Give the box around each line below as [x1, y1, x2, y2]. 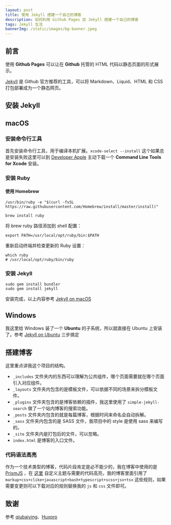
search [12, 407, 27, 412]
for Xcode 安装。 [5, 160, 42, 166]
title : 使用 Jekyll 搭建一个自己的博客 [5, 12, 82, 17]
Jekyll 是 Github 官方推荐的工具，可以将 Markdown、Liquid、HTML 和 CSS [5, 78, 163, 84]
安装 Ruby [5, 174, 31, 181]
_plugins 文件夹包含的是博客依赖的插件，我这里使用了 [12, 399, 127, 405]
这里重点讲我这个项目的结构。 [5, 363, 68, 369]
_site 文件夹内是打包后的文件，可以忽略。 [12, 431, 102, 437]
